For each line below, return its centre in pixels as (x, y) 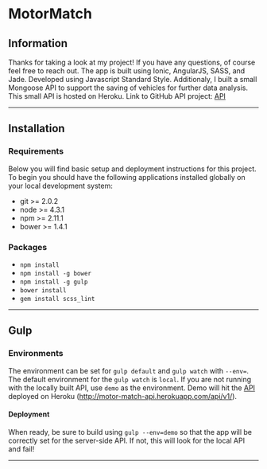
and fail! (21, 449)
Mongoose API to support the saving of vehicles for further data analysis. (128, 88)
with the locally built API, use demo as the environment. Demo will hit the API (132, 388)
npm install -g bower (55, 273)
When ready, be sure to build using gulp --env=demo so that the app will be (130, 432)
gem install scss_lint (57, 299)
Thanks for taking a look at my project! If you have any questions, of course (132, 62)
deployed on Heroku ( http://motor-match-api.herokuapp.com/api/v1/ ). (122, 396)
